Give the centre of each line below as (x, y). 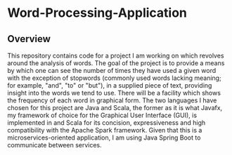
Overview (29, 39)
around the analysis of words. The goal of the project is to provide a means (116, 63)
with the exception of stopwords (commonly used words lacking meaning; (114, 78)
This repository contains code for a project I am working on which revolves (116, 55)
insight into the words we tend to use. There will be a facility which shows (114, 93)
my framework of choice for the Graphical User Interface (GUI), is (102, 115)
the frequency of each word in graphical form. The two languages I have (112, 100)
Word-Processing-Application (97, 13)
